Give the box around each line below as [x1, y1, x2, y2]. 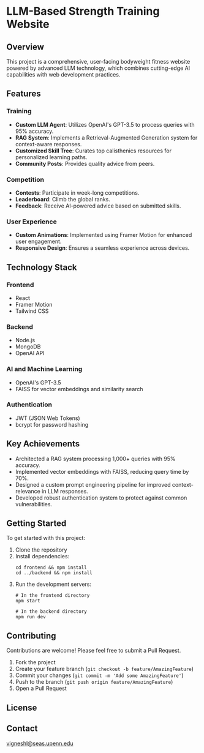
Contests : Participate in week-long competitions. [15, 189, 140, 197]
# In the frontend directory [15, 593, 90, 599]
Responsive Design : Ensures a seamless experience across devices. [15, 244, 190, 252]
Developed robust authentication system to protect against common [15, 494, 187, 501]
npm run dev [15, 614, 46, 620]
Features [6, 89, 41, 99]
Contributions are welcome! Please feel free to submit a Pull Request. [6, 647, 181, 654]
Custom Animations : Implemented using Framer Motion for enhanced [15, 231, 192, 239]
